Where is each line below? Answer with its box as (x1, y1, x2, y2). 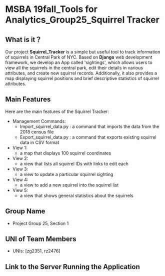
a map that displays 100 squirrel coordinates (19, 150, 111, 156)
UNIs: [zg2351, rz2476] (12, 248, 61, 254)
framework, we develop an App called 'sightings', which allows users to (5, 59, 152, 65)
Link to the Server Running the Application (5, 262, 140, 271)
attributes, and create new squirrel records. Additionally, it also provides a (5, 70, 157, 76)
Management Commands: (12, 118, 66, 124)
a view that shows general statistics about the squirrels (19, 192, 133, 198)
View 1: (12, 144, 27, 150)
